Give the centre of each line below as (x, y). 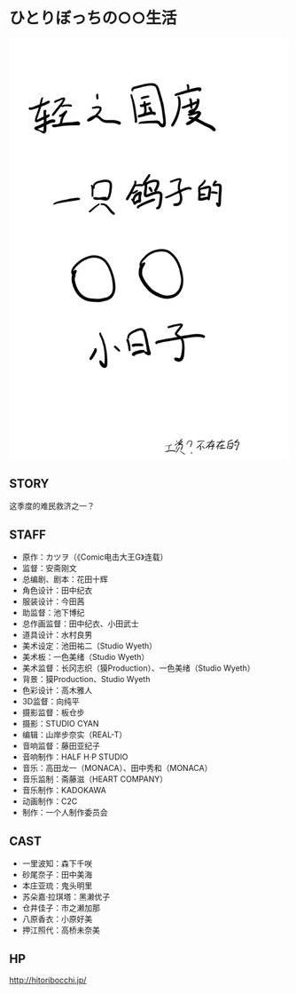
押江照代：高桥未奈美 (61, 930)
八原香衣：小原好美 (57, 919)
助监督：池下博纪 (53, 613)
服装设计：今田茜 (53, 601)
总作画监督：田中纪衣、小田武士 (80, 624)
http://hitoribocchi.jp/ (48, 980)
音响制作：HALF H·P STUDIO (75, 757)
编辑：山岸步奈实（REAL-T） (74, 735)
